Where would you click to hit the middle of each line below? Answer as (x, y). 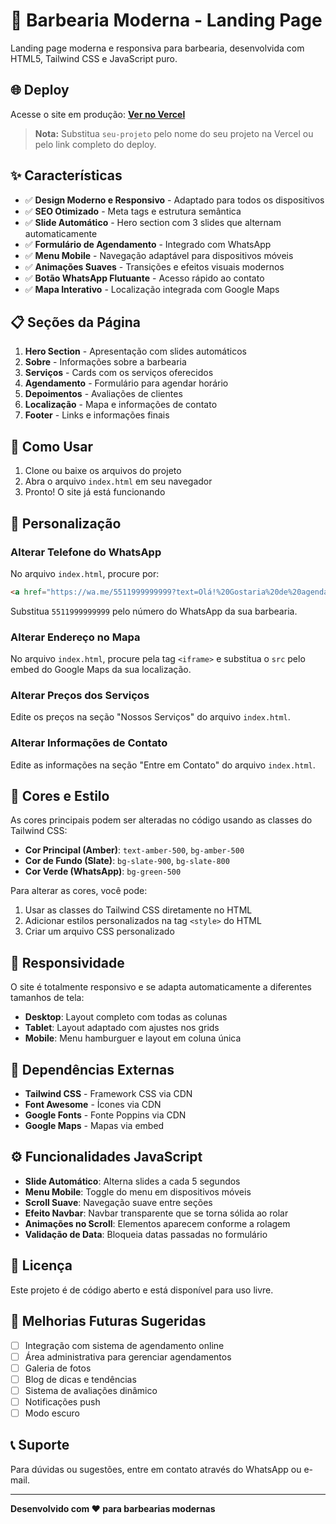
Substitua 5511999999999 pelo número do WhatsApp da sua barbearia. (154, 611)
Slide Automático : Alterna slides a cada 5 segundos (132, 1181)
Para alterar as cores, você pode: (79, 891)
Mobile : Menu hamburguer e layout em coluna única (133, 1038)
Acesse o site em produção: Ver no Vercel (98, 114)
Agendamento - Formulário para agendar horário (126, 383)
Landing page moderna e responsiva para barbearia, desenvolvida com (157, 48)
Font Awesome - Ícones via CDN (93, 1105)
